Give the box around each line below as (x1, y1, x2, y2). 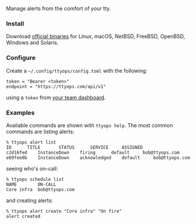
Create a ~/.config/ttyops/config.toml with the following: (6, 67, 148, 74)
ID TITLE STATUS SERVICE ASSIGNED (6, 144, 143, 150)
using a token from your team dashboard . (6, 94, 106, 101)
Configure (6, 54, 36, 62)
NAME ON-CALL (6, 181, 57, 187)
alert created (6, 213, 41, 219)
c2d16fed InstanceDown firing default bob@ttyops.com (6, 150, 180, 155)
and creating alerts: (6, 196, 53, 204)
